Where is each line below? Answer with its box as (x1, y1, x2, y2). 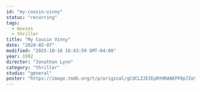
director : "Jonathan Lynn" (6, 59, 74, 65)
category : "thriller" (6, 64, 60, 71)
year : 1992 (6, 53, 33, 59)
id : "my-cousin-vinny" (6, 8, 63, 15)
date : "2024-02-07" (6, 43, 55, 48)
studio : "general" (6, 70, 52, 76)
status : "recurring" (6, 14, 58, 20)
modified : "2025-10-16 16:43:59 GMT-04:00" (6, 48, 117, 54)
